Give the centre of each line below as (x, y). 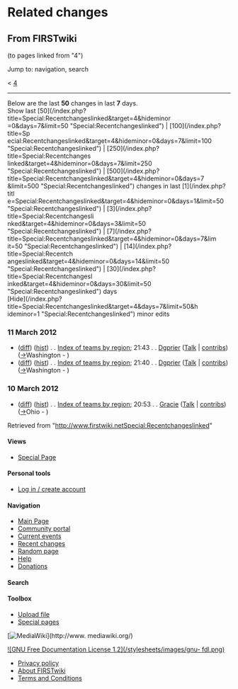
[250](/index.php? (133, 148)
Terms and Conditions (50, 678)
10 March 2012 (33, 389)
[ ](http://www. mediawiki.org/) (70, 636)
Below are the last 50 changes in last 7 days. (73, 103)
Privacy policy (38, 663)
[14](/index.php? (148, 246)
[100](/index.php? (195, 126)
